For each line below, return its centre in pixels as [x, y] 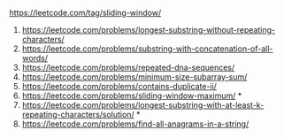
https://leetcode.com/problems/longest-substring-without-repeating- [149, 30]
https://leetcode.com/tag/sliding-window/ [85, 13]
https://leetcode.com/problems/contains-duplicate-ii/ [119, 86]
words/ [35, 58]
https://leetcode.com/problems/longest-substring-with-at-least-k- [143, 105]
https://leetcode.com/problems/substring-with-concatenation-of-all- [147, 49]
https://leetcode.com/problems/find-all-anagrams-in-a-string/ [135, 124]
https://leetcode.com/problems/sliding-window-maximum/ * [132, 96]
